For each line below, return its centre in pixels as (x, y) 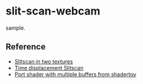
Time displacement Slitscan (49, 68)
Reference (26, 47)
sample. (15, 28)
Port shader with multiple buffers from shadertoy (75, 74)
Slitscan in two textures (44, 61)
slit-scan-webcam (53, 11)
